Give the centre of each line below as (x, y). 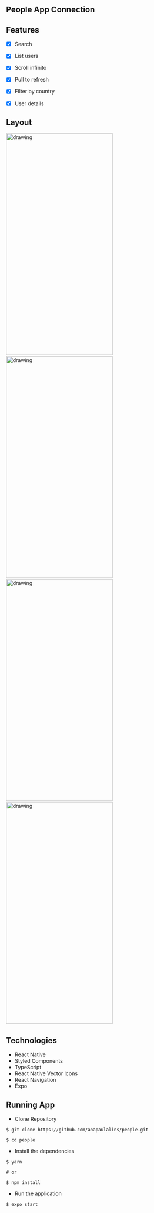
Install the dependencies (44, 1151)
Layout (19, 122)
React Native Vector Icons (46, 1073)
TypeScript (28, 1068)
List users (26, 56)
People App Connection (51, 10)
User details (29, 103)
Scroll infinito (31, 68)
